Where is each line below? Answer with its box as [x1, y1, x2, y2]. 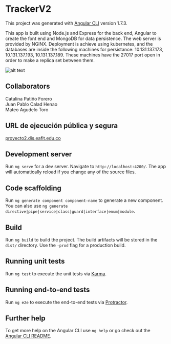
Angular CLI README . [5, 333, 52, 339]
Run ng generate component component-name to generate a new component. [5, 197, 164, 204]
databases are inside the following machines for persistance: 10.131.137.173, [5, 46, 164, 52]
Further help [5, 314, 46, 323]
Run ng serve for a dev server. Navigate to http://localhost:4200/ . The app [5, 164, 166, 170]
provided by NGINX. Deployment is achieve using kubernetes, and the [5, 41, 153, 47]
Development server [5, 150, 72, 158]
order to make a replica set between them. [5, 57, 95, 63]
